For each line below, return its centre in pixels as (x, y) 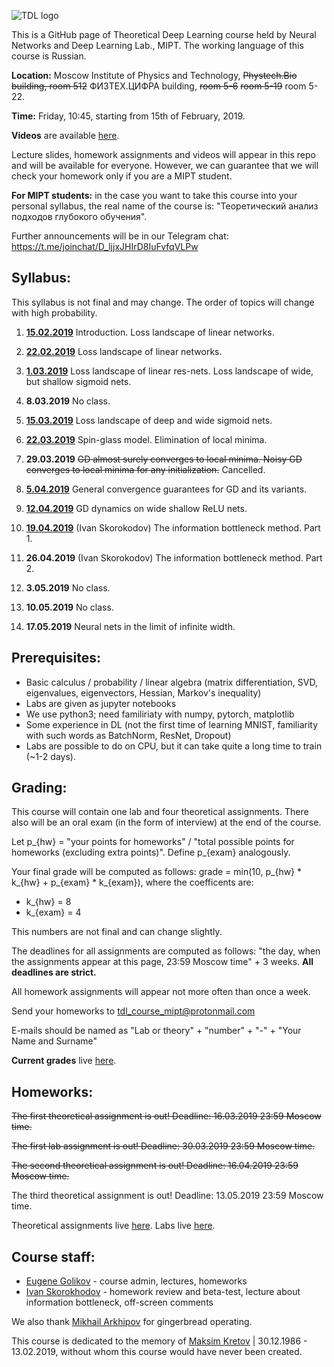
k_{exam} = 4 (53, 912)
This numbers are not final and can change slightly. (117, 932)
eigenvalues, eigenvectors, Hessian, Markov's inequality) (143, 692)
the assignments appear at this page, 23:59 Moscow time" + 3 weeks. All (162, 962)
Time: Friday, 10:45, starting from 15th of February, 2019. (128, 116)
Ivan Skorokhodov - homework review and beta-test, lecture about (163, 1292)
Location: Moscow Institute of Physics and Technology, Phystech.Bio (154, 75)
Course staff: (53, 1256)
